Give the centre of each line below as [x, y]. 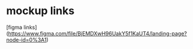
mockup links [40, 11]
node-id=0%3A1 [26, 40]
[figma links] [22, 27]
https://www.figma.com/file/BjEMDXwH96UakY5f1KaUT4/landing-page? [97, 33]
